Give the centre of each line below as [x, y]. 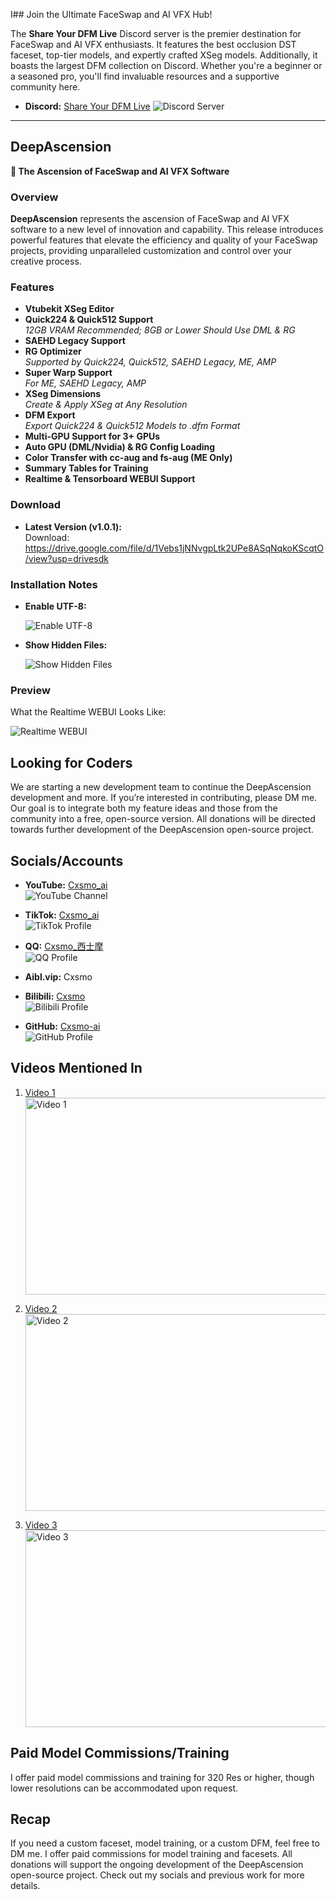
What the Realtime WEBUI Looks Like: [88, 712]
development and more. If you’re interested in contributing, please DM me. [164, 798]
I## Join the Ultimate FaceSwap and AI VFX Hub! [111, 14]
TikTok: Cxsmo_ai [62, 915]
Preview [30, 690]
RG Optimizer [53, 351]
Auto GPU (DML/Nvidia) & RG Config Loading [120, 447]
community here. [45, 87]
